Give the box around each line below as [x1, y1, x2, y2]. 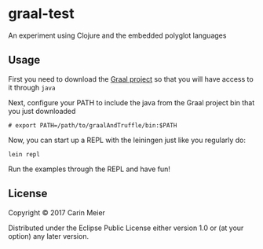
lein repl [8, 150, 41, 158]
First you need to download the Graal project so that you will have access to [8, 74, 254, 83]
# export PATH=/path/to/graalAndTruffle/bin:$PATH [8, 121, 177, 130]
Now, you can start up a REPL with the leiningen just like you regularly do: [8, 135, 246, 145]
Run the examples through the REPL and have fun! [8, 164, 171, 174]
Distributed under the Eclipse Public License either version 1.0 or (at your [8, 223, 244, 233]
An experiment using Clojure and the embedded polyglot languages [8, 31, 227, 40]
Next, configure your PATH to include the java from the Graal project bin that [8, 97, 255, 107]
